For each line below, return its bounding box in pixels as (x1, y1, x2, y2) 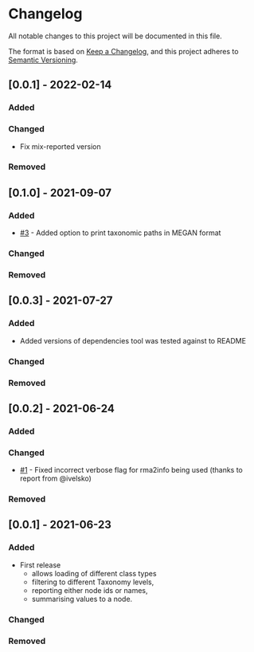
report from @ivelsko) (19, 473, 92, 483)
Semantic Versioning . (8, 55, 78, 65)
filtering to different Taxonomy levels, (31, 577, 154, 587)
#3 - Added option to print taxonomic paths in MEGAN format (19, 228, 221, 238)
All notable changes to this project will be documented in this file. (8, 31, 223, 41)
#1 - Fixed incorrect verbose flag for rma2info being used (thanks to (19, 465, 243, 475)
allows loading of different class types (31, 568, 157, 578)
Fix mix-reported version (19, 141, 101, 151)
